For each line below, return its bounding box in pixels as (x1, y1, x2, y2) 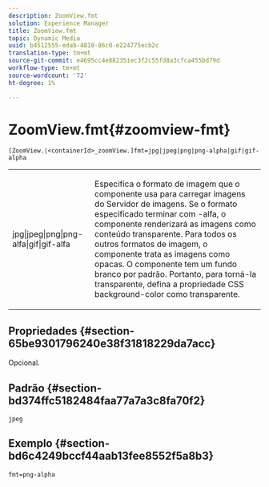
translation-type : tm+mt (8, 49, 91, 57)
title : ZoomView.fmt (8, 26, 78, 34)
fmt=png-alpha (8, 470, 56, 478)
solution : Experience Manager (8, 19, 110, 27)
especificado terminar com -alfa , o (94, 209, 227, 220)
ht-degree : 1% (8, 79, 56, 87)
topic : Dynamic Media (8, 34, 81, 43)
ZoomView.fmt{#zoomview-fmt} (8, 120, 231, 139)
